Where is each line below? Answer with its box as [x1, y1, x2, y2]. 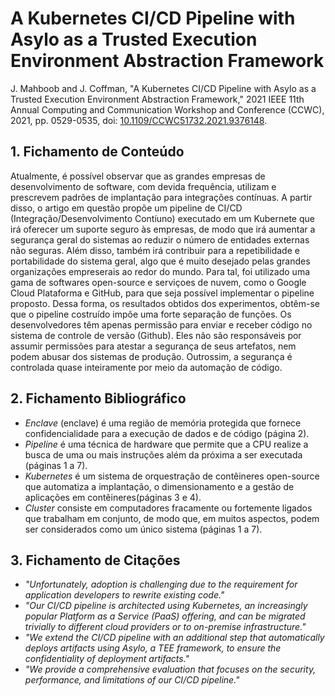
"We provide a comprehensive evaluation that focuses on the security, [24, 663, 317, 676]
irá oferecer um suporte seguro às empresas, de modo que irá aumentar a [10, 223, 316, 235]
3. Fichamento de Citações [10, 552, 181, 569]
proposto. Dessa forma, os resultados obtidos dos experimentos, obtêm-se [10, 297, 321, 309]
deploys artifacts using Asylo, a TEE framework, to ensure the [24, 642, 282, 654]
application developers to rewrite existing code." [24, 589, 225, 601]
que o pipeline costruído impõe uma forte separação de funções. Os [10, 308, 292, 320]
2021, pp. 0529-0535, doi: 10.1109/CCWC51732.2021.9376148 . [10, 114, 268, 126]
